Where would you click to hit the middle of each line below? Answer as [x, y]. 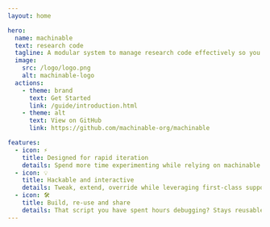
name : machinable [44, 38]
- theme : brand [48, 90]
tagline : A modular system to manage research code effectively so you [138, 53]
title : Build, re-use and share [76, 203]
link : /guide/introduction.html [83, 106]
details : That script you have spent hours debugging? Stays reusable [143, 210]
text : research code [49, 45]
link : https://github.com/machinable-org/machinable [119, 128]
